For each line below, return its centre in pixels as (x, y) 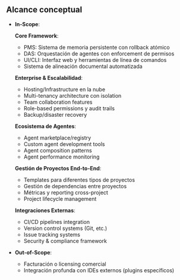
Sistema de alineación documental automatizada (83, 66)
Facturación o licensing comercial (65, 264)
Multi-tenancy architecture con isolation (72, 95)
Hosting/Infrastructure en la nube (64, 89)
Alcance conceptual (44, 10)
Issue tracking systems (52, 234)
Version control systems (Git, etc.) (65, 228)
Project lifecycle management (60, 198)
